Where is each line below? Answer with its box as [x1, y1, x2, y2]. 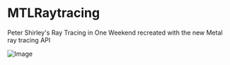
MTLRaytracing [7, 5, 100, 21]
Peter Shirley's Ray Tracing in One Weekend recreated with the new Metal [7, 28, 223, 37]
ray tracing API [7, 35, 51, 44]
